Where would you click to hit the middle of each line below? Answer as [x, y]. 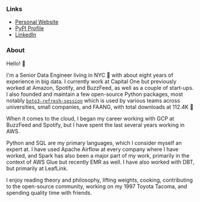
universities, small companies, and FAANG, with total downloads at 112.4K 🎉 [100, 107]
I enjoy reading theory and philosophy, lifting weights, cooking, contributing [100, 180]
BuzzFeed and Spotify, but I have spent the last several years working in [95, 125]
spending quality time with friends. [49, 192]
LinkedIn [26, 35]
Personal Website [37, 22]
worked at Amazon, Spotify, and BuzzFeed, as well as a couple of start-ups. [100, 88]
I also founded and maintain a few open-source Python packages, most [95, 94]
